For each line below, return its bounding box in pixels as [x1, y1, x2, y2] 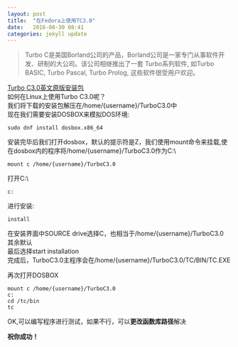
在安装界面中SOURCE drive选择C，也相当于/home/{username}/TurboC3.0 [7, 229, 224, 238]
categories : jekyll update [7, 30, 87, 38]
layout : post [7, 10, 46, 18]
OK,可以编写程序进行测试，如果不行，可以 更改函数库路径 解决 [7, 317, 187, 326]
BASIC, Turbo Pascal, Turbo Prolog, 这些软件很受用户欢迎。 [24, 68, 200, 77]
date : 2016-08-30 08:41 [7, 23, 84, 31]
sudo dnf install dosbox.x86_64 [7, 124, 103, 132]
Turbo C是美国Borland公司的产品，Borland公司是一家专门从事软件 [24, 50, 219, 59]
